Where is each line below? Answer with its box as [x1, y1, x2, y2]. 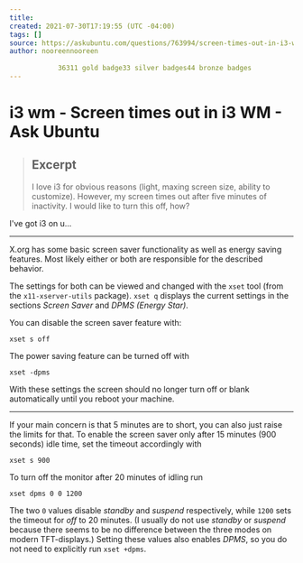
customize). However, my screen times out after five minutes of [31, 190, 268, 201]
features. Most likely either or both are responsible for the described [9, 254, 263, 264]
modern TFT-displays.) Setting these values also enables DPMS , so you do [9, 533, 288, 544]
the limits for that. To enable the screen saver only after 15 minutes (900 [9, 429, 277, 439]
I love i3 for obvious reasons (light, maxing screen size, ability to [31, 181, 271, 192]
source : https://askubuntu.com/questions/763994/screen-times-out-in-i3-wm [9, 38, 300, 48]
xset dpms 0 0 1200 [9, 489, 83, 498]
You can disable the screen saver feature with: [9, 317, 182, 328]
